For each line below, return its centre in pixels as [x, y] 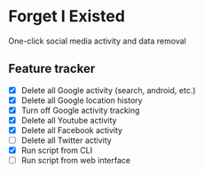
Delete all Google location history [82, 100]
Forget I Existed [67, 16]
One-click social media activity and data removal [98, 41]
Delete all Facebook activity [72, 130]
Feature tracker [52, 69]
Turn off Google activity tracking [80, 110]
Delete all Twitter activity [66, 140]
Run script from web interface [75, 161]
